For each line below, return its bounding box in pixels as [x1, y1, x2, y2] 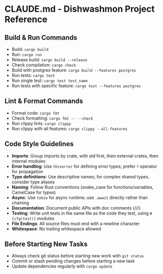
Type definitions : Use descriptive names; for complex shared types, [11, 174, 150, 179]
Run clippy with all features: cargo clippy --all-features [11, 125, 128, 131]
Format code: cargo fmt [11, 110, 60, 116]
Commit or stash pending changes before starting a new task [11, 258, 135, 264]
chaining [11, 199, 29, 205]
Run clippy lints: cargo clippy [11, 120, 71, 126]
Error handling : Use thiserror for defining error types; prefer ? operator [11, 163, 157, 169]
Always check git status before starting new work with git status [11, 253, 144, 259]
